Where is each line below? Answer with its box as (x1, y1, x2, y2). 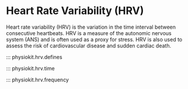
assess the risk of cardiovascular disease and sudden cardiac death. (6, 42, 171, 49)
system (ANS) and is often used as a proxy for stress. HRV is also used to (6, 36, 183, 43)
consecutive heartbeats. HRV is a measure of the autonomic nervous (6, 29, 172, 36)
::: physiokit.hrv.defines (6, 53, 62, 60)
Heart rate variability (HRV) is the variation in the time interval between (6, 23, 176, 30)
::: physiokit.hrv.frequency (6, 76, 69, 83)
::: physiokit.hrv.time (6, 64, 55, 71)
